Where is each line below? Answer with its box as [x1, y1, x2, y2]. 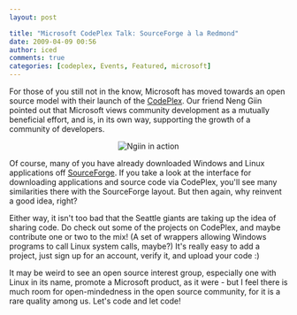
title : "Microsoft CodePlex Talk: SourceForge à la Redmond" [9, 28, 240, 38]
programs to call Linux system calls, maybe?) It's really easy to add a [9, 241, 261, 251]
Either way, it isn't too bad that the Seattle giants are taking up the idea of [9, 213, 277, 223]
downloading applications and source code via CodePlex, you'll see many [9, 177, 278, 187]
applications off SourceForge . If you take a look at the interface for [9, 167, 252, 178]
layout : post [9, 12, 57, 22]
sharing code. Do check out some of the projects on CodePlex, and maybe [9, 222, 281, 233]
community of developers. [9, 124, 105, 134]
